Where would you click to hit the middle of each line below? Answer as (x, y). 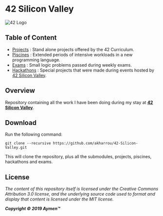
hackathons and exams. (29, 162)
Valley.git (16, 148)
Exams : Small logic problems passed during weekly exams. (72, 65)
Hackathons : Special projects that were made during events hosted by (83, 70)
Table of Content (31, 38)
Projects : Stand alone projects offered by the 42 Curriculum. (73, 49)
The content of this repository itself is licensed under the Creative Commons (82, 189)
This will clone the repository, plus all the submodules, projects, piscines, (78, 157)
